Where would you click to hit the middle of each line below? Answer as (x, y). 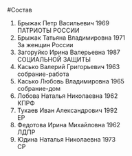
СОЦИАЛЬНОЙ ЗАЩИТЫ (54, 60)
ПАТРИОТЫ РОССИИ (48, 30)
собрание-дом (38, 89)
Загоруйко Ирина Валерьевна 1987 (68, 52)
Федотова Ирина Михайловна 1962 (68, 125)
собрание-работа (43, 74)
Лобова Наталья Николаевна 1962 (67, 96)
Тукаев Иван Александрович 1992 (67, 110)
